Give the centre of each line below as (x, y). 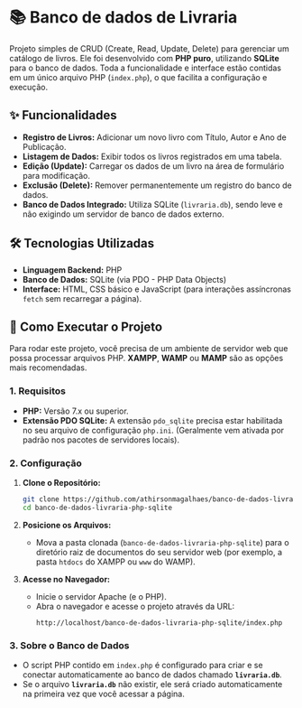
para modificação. (56, 175)
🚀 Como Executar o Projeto (86, 326)
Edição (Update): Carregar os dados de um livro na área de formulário (153, 166)
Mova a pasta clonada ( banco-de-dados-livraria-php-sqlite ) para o (163, 542)
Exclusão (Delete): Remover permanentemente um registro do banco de (157, 185)
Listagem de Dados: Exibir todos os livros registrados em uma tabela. (152, 156)
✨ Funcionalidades (63, 115)
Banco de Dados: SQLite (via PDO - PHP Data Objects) (124, 279)
